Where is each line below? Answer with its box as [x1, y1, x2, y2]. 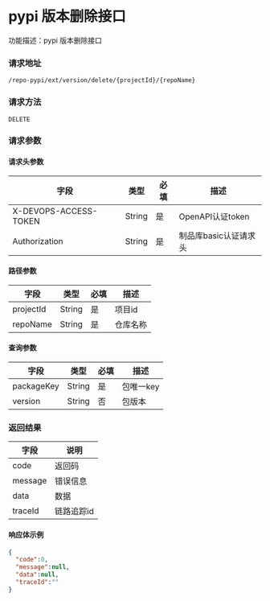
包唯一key [121, 381, 160, 393]
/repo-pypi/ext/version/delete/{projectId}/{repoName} [8, 76, 196, 84]
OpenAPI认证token [178, 211, 250, 222]
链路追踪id [55, 506, 95, 517]
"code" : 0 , [15, 556, 48, 564]
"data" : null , [15, 570, 59, 579]
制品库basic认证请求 [178, 230, 256, 241]
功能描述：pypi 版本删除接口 [8, 35, 103, 45]
